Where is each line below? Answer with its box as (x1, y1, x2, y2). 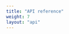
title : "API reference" (6, 8, 64, 14)
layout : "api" (6, 19, 41, 25)
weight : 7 (6, 14, 30, 20)
